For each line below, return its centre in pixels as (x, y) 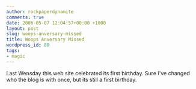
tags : (13, 51)
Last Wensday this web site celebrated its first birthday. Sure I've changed (98, 73)
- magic (16, 56)
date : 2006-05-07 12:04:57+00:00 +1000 (56, 23)
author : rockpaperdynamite (40, 12)
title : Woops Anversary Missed (45, 39)
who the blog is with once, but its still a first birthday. (72, 79)
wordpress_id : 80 (28, 45)
